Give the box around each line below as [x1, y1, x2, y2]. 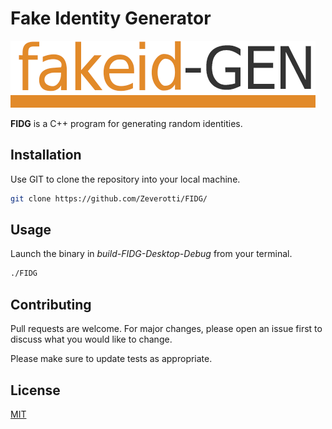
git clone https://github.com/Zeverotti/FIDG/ [10, 193, 208, 204]
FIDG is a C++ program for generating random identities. [10, 117, 243, 129]
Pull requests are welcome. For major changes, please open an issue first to [10, 323, 323, 335]
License [10, 382, 61, 399]
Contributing [10, 296, 92, 313]
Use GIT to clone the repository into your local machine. [10, 173, 241, 185]
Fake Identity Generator [10, 7, 212, 30]
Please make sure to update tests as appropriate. [10, 353, 213, 365]
